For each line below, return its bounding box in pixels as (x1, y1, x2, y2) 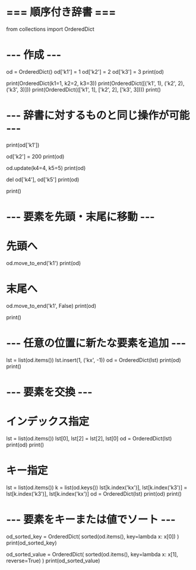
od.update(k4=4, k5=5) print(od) (6, 164, 86, 171)
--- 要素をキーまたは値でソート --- (6, 513, 176, 527)
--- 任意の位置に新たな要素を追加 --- (6, 336, 186, 350)
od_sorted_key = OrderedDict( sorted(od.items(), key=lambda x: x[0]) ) (6, 533, 179, 540)
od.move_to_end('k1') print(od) (6, 259, 81, 266)
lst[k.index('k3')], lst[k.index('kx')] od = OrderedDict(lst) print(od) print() (6, 490, 182, 497)
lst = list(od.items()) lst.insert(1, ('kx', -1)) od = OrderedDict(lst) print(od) (6, 356, 181, 363)
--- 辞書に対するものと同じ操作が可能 (6, 109, 190, 122)
